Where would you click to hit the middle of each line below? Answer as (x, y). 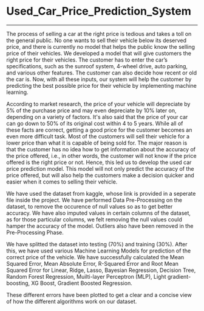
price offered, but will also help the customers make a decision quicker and (100, 175)
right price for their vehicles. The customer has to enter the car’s (87, 60)
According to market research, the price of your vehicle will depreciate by (98, 104)
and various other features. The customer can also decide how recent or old (102, 73)
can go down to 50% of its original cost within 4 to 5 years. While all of (95, 123)
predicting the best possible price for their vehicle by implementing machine (102, 85)
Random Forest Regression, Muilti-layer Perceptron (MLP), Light (86, 276)
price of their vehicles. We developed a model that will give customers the (99, 53)
